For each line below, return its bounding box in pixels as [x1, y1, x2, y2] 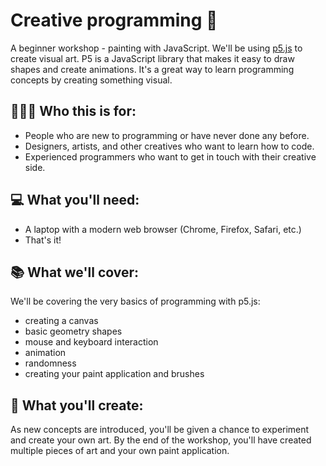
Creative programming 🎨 [10, 9, 218, 32]
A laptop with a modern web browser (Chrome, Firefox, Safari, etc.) [24, 223, 302, 235]
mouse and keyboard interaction [24, 336, 159, 348]
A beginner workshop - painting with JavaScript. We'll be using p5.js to [10, 42, 303, 54]
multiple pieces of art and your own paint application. [10, 445, 230, 457]
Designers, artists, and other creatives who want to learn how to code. [24, 140, 315, 152]
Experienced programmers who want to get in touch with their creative [24, 150, 317, 163]
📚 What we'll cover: [10, 264, 140, 281]
